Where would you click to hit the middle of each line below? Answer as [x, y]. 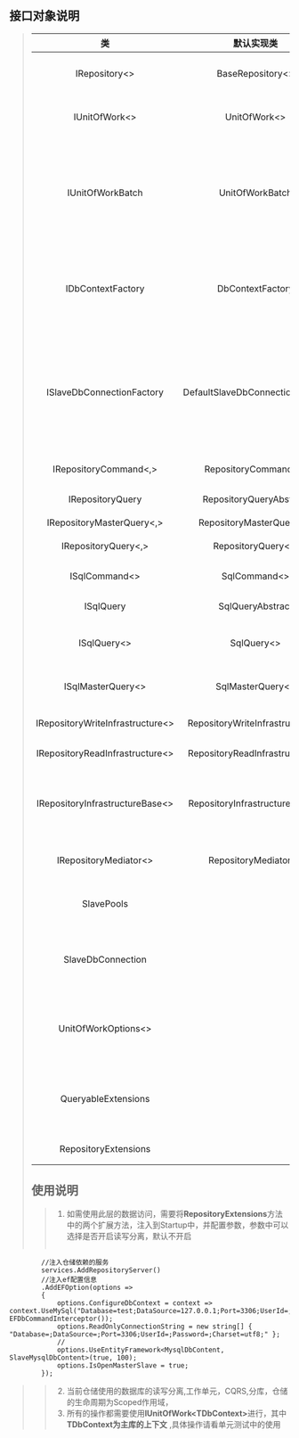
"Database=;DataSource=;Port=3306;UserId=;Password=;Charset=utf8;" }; [145, 1334]
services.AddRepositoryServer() [101, 1270]
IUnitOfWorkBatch [105, 193]
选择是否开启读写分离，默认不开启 [129, 1236]
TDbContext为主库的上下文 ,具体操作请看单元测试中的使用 [174, 1424]
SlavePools [105, 903]
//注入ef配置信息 [69, 1279]
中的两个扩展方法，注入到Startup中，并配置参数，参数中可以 [178, 1225]
